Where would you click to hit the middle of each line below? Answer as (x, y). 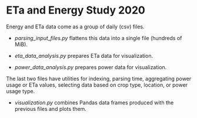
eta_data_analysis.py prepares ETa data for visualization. (84, 55)
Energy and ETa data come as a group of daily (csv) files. (75, 27)
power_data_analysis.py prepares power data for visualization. (91, 67)
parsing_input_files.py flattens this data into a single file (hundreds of (98, 38)
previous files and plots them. (51, 109)
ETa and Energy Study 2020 (76, 10)
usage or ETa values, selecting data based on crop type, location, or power (97, 85)
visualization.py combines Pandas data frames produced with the (94, 102)
